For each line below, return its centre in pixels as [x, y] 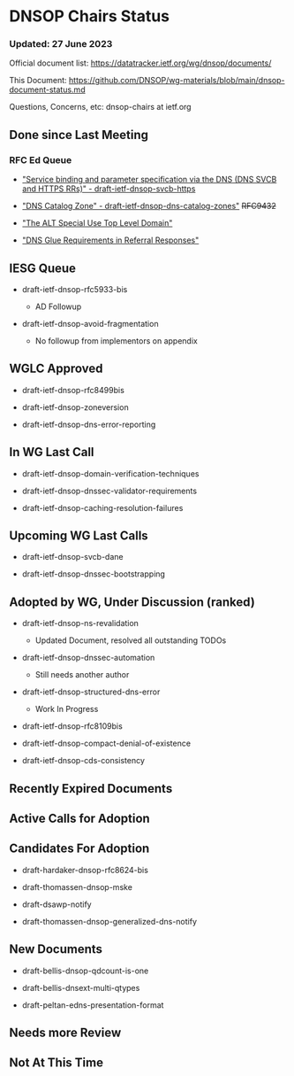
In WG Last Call [52, 452]
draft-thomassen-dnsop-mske [77, 886]
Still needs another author [82, 675]
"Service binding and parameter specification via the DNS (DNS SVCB [149, 180]
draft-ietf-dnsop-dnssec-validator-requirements [109, 491]
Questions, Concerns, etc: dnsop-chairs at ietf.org [100, 107]
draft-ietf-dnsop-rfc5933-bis [75, 289]
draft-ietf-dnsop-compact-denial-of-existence [106, 743]
